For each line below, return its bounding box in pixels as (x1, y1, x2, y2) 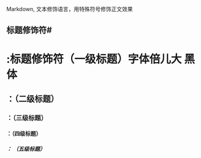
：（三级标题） (6, 113, 48, 122)
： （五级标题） (6, 145, 46, 152)
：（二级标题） (6, 93, 59, 104)
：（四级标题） (6, 130, 42, 137)
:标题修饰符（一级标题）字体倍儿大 (6, 52, 182, 66)
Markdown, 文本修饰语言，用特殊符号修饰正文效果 (6, 6, 133, 12)
